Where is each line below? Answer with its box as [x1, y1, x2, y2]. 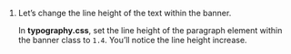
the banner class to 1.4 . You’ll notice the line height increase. [17, 35, 247, 45]
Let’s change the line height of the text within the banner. [17, 8, 232, 18]
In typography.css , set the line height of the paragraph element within [17, 25, 283, 35]
